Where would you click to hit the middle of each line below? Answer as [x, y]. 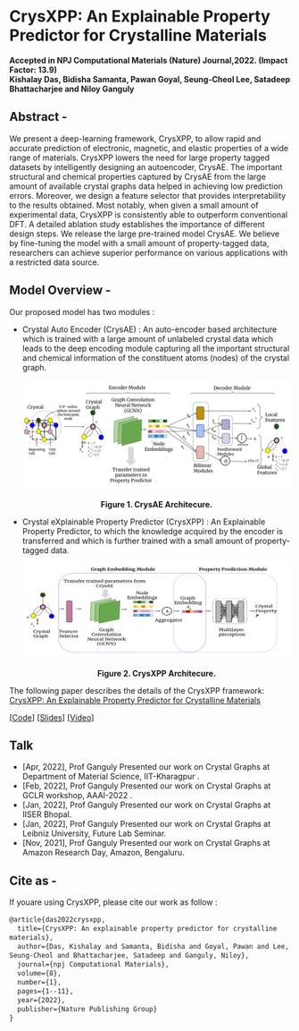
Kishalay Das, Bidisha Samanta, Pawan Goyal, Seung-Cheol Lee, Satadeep [150, 79]
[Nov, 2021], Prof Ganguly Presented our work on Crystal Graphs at [146, 843]
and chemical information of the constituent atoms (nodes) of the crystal [156, 358]
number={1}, [40, 983]
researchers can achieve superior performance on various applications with [149, 252]
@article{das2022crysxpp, [57, 920]
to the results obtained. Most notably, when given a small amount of [134, 205]
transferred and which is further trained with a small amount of [137, 541]
